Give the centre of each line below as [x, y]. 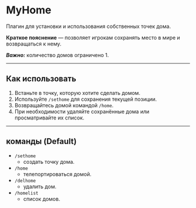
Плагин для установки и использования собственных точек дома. [88, 26]
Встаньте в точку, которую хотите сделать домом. [77, 93]
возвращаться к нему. [34, 44]
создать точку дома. [49, 161]
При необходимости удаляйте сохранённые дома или [82, 111]
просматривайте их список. [49, 118]
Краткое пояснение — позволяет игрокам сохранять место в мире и [93, 37]
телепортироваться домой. [57, 174]
